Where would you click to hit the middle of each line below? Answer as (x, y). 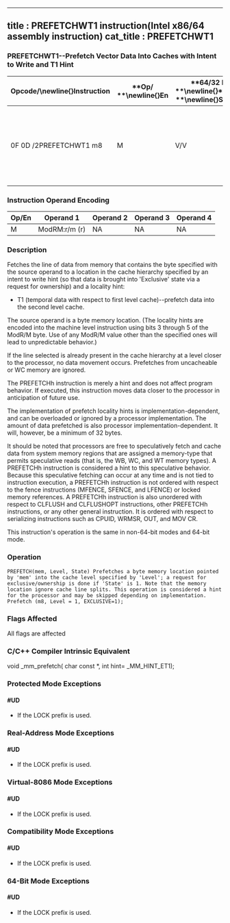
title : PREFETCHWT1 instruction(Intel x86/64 (106, 26)
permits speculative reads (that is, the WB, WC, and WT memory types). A (112, 461)
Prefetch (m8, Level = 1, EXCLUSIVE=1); (66, 601)
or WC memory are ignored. (47, 370)
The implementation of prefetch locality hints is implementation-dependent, (114, 411)
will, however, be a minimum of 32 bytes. (65, 433)
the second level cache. (51, 307)
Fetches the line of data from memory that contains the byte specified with (112, 265)
